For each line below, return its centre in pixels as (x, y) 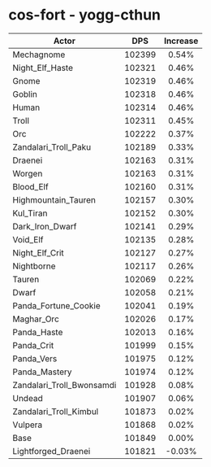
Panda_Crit (33, 345)
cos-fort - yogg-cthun (84, 15)
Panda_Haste (38, 332)
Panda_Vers (35, 358)
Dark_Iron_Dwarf (45, 226)
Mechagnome (39, 55)
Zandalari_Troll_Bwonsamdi (65, 385)
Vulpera (28, 425)
